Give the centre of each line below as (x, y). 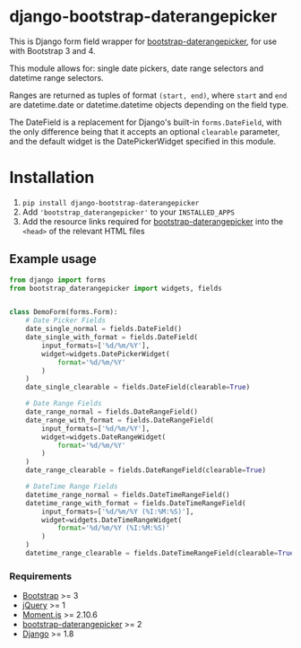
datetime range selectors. (57, 77)
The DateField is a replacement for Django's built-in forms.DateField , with (146, 122)
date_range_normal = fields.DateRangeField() (112, 412)
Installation (52, 178)
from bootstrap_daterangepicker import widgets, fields (116, 288)
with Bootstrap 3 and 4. (52, 50)
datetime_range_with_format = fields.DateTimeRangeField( (136, 503)
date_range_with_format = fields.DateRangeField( (120, 420)
